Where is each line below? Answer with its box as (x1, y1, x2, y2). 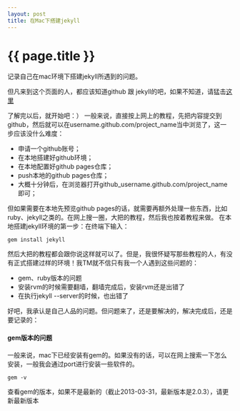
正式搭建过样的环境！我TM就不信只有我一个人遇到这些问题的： (13, 258, 199, 268)
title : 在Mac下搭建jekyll (7, 17, 81, 24)
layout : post (7, 10, 46, 18)
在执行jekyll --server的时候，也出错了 (17, 292, 129, 300)
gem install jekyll (7, 236, 66, 243)
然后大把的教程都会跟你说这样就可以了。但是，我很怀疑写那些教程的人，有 (7, 250, 226, 258)
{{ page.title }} (7, 48, 96, 64)
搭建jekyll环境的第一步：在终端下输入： (13, 222, 129, 230)
